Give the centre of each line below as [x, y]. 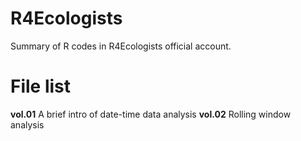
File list [41, 86]
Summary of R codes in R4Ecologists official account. [121, 46]
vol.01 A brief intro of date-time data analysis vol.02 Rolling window [151, 114]
